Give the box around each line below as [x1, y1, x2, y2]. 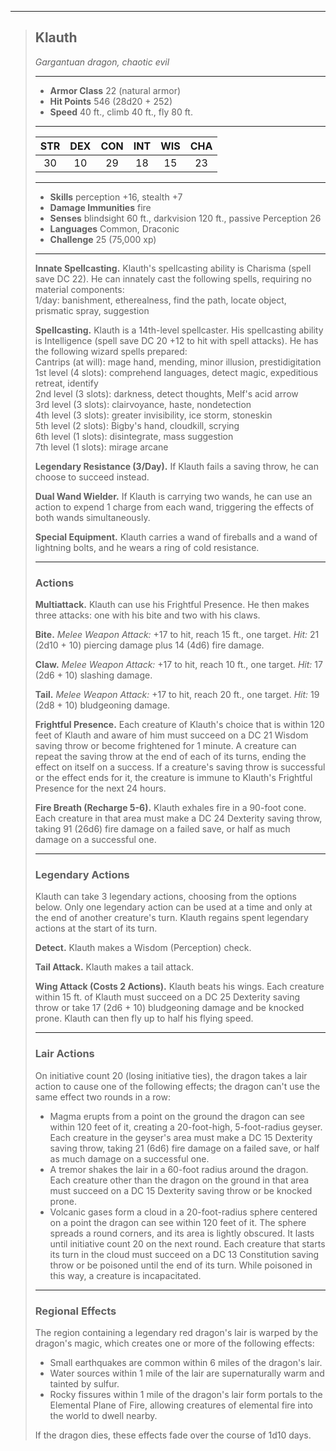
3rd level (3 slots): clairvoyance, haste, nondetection [34, 398, 252, 410]
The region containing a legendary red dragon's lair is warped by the [34, 1327, 319, 1338]
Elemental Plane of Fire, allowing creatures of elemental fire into [49, 1399, 313, 1411]
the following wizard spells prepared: [34, 345, 188, 357]
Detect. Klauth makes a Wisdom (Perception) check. [34, 942, 252, 954]
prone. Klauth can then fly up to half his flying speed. [34, 1012, 254, 1025]
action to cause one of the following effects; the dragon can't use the [34, 1080, 321, 1092]
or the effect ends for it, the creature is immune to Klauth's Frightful [34, 772, 313, 784]
